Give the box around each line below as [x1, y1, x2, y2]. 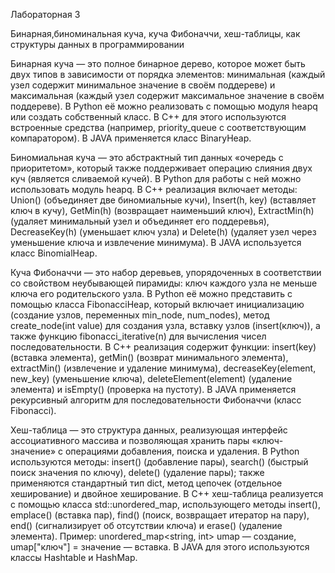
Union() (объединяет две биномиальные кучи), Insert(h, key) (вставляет [10, 194, 317, 206]
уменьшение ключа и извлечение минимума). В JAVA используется [10, 237, 302, 248]
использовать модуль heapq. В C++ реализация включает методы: [10, 184, 298, 195]
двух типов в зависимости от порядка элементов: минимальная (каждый [10, 69, 326, 80]
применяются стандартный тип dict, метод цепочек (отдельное [10, 477, 283, 489]
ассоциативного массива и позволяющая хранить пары [10, 435, 250, 446]
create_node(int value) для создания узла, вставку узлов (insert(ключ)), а [10, 320, 321, 331]
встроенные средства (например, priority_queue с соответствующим [10, 122, 307, 133]
